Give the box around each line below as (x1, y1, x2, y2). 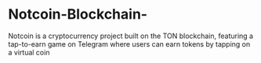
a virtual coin (8, 47, 50, 57)
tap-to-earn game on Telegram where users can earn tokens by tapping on (8, 39, 251, 48)
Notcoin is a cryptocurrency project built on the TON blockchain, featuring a (8, 31, 253, 40)
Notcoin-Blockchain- (8, 5, 147, 23)
